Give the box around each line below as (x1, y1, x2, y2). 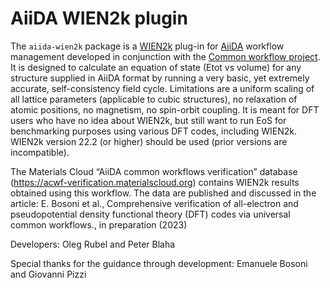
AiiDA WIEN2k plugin (10, 7, 188, 30)
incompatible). (10, 146, 70, 158)
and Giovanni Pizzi (10, 268, 87, 280)
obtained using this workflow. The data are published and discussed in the (10, 187, 317, 199)
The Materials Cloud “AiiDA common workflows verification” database (10, 165, 298, 177)
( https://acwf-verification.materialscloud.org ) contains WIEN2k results (10, 176, 300, 188)
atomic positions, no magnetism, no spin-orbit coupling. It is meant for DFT (10, 103, 320, 116)
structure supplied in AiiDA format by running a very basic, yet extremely (10, 72, 310, 84)
